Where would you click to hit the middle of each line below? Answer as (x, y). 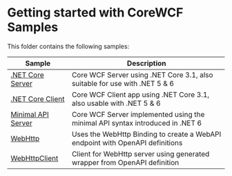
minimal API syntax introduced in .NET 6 (137, 123)
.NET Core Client (38, 99)
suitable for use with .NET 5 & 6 (123, 83)
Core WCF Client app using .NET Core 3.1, (141, 94)
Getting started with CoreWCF (95, 13)
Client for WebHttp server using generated (141, 154)
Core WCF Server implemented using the (138, 114)
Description (147, 63)
